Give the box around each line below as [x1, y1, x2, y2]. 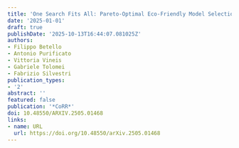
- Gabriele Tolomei [7, 63, 65, 70]
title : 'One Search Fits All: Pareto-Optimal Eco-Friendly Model [7, 10, 205, 18]
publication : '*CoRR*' [7, 103, 75, 110]
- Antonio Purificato [7, 51, 72, 58]
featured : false [7, 97, 55, 104]
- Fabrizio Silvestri [7, 70, 72, 77]
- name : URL [7, 122, 43, 130]
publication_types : [7, 76, 65, 84]
